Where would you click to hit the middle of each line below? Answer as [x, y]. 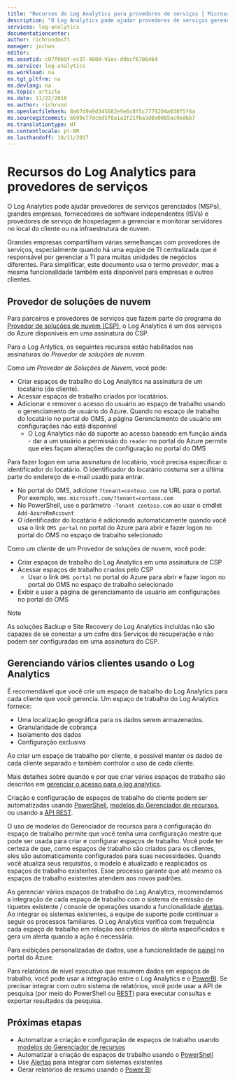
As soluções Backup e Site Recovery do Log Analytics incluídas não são [111, 626]
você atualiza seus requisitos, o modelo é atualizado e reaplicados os [107, 863]
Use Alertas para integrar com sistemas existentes [90, 1062]
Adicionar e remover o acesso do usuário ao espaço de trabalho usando [121, 404]
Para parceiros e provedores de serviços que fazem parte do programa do [114, 318]
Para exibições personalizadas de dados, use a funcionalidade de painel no [116, 950]
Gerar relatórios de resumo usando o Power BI [84, 1069]
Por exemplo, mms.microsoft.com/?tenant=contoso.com [95, 498]
